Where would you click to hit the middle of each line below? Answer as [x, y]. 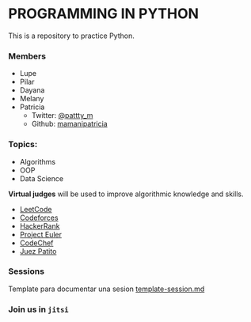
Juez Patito [38, 251]
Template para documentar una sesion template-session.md [106, 289]
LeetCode [36, 209]
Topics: [23, 145]
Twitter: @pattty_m [62, 116]
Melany [32, 99]
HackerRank [40, 225]
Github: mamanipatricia [70, 124]
